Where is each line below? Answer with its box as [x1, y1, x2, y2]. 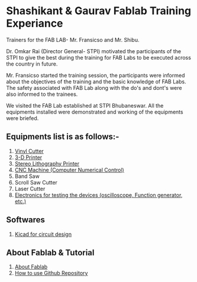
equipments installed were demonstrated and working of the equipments [6, 108, 183, 115]
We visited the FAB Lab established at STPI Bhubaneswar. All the [6, 102, 164, 109]
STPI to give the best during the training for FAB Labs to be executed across [6, 54, 191, 61]
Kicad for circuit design [14, 231, 72, 238]
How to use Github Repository [14, 270, 88, 277]
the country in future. [6, 60, 58, 67]
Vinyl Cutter [14, 147, 44, 154]
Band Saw [14, 173, 40, 180]
